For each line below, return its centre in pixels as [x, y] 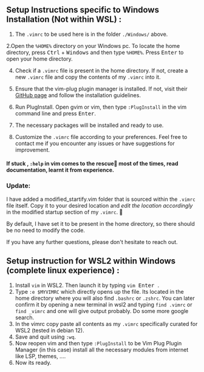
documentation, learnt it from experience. [60, 170]
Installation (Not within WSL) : [64, 20]
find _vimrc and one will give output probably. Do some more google [102, 311]
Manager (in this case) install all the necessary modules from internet [102, 350]
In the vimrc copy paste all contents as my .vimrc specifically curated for [106, 323]
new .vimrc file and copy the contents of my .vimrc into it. [88, 77]
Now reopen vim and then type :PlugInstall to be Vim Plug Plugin [98, 343]
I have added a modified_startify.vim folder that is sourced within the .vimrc [101, 199]
